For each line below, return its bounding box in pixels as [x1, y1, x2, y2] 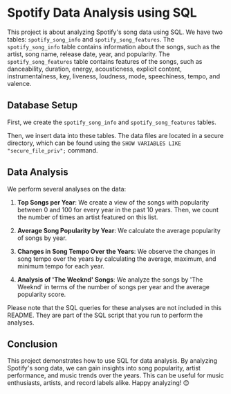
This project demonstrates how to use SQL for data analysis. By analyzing [7, 357, 218, 365]
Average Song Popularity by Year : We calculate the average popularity [17, 226, 221, 234]
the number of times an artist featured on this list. [17, 213, 158, 221]
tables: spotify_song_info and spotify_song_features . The [7, 35, 175, 43]
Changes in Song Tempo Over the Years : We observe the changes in [17, 247, 216, 255]
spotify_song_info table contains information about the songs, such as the [7, 42, 221, 51]
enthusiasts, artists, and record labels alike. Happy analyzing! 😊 [7, 379, 190, 387]
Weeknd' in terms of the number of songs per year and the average [17, 282, 210, 291]
